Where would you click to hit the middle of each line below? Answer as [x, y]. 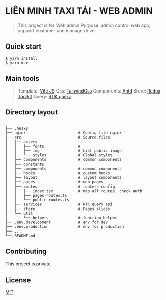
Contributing [26, 251]
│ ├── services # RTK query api [59, 204]
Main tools [22, 78]
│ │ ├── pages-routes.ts [36, 196]
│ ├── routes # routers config [60, 187]
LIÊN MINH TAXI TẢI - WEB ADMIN [79, 11]
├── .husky [17, 129]
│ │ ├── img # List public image [64, 151]
